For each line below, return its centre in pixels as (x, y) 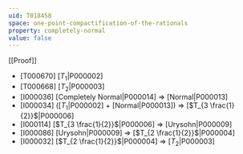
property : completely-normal (57, 30)
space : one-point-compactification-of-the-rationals (98, 23)
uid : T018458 (30, 16)
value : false (30, 38)
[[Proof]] (23, 61)
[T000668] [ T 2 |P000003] (62, 87)
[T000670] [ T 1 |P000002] (61, 77)
